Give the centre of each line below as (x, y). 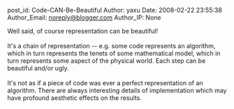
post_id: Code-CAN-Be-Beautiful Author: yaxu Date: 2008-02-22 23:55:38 (115, 10)
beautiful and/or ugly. (38, 68)
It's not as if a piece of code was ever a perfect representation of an (105, 83)
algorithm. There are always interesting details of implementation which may (117, 90)
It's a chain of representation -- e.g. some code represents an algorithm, (111, 46)
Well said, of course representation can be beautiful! (83, 31)
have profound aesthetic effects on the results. (74, 98)
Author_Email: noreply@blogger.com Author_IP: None (84, 17)
